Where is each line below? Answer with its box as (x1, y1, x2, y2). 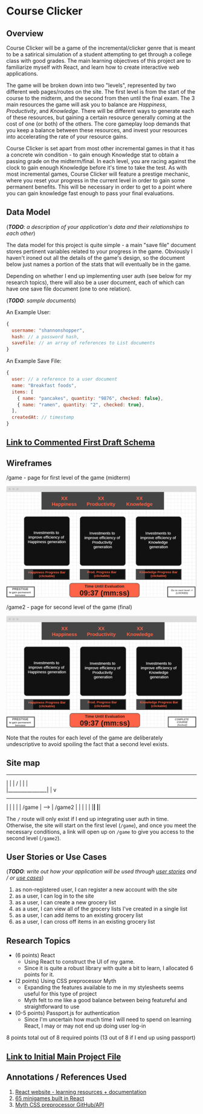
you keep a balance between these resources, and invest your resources (6, 127, 188, 134)
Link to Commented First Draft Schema (6, 437, 155, 448)
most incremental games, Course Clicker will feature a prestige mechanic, (6, 170, 190, 178)
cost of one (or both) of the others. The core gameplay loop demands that (6, 120, 190, 127)
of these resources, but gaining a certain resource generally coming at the (6, 114, 192, 121)
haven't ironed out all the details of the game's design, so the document (6, 254, 185, 261)
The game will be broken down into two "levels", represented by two (6, 82, 176, 89)
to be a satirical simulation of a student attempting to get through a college (6, 51, 192, 58)
